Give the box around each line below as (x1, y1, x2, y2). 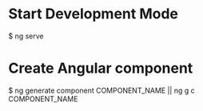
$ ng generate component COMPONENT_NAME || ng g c (8, 85, 196, 95)
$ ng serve (8, 31, 44, 41)
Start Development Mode (8, 5, 178, 23)
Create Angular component (8, 59, 193, 77)
